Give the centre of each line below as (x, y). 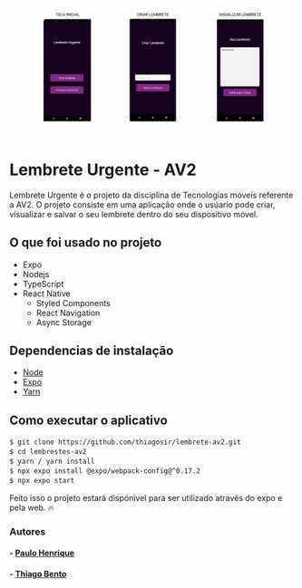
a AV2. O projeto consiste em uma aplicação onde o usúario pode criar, (142, 204)
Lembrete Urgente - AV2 (103, 170)
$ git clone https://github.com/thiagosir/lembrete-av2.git (126, 442)
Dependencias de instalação (92, 351)
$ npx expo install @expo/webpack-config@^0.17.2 (105, 471)
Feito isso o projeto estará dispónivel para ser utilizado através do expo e (146, 497)
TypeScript (43, 284)
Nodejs (36, 274)
